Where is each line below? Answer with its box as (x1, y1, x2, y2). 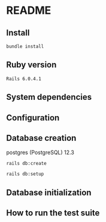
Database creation (6, 133, 77, 143)
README (6, 4, 52, 17)
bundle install (6, 43, 44, 49)
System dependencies (6, 92, 92, 102)
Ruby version (6, 60, 57, 70)
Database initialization (6, 187, 92, 197)
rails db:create (6, 161, 47, 167)
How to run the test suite (6, 208, 100, 218)
